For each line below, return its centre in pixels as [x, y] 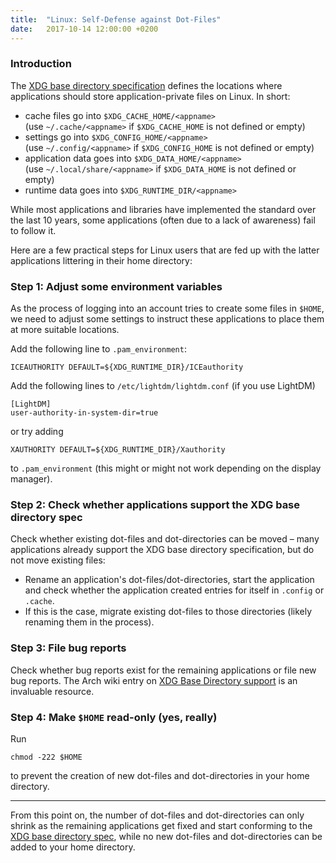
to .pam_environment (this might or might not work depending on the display [166, 468]
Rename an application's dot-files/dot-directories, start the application [169, 580]
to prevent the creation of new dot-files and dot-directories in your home [160, 775]
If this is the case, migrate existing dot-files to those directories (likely [168, 612]
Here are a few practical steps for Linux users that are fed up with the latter [165, 250]
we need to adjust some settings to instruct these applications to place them [167, 319]
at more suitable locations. [65, 330]
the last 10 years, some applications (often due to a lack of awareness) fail [163, 220]
